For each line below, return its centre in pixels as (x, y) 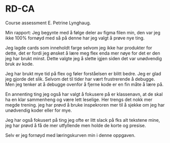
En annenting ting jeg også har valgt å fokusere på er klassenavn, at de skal (84, 94)
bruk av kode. (19, 64)
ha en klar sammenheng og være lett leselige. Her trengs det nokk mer (79, 100)
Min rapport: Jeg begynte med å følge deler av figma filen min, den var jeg (83, 32)
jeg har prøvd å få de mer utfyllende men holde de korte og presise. (76, 125)
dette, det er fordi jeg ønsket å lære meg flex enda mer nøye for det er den (83, 53)
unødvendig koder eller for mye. (39, 110)
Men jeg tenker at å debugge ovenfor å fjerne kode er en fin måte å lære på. (84, 84)
